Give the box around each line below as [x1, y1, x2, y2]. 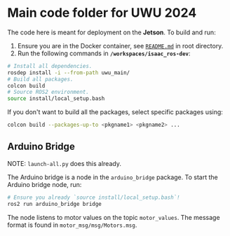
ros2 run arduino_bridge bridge [7, 200, 102, 207]
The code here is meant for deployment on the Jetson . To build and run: [7, 28, 216, 36]
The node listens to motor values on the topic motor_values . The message [7, 213, 220, 221]
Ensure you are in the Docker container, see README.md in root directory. [17, 41, 224, 50]
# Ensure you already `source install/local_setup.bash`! [7, 194, 180, 201]
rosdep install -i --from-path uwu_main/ [7, 69, 130, 76]
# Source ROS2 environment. [7, 89, 90, 96]
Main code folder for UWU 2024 [7, 5, 197, 21]
